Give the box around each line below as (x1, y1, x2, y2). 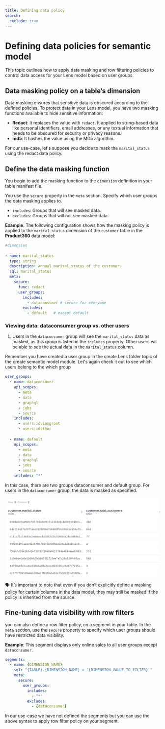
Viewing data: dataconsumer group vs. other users (5, 323, 129, 329)
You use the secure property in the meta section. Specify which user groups (5, 193, 158, 199)
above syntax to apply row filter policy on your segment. (5, 718, 119, 724)
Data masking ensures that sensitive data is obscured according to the (5, 100, 148, 106)
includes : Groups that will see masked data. (12, 207, 102, 213)
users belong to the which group (5, 364, 71, 370)
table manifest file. (5, 183, 43, 189)
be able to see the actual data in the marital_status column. (12, 344, 134, 350)
